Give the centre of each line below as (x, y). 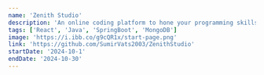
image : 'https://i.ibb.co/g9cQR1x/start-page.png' (93, 37)
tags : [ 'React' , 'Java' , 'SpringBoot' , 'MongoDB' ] (93, 30)
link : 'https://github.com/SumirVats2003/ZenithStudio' (101, 45)
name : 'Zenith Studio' (45, 15)
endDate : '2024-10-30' (45, 59)
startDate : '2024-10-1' (47, 52)
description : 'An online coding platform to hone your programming (121, 23)
